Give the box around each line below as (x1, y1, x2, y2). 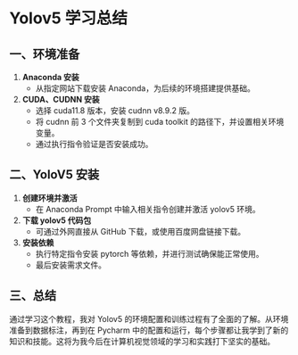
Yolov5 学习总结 (9, 8, 128, 29)
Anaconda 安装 (21, 72, 79, 82)
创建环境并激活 (21, 193, 78, 203)
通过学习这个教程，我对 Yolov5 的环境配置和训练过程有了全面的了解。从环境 (9, 313, 289, 324)
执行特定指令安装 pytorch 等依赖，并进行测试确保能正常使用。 (35, 248, 264, 259)
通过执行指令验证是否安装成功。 (35, 139, 153, 149)
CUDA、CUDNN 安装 (21, 95, 100, 104)
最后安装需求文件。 (35, 260, 107, 270)
